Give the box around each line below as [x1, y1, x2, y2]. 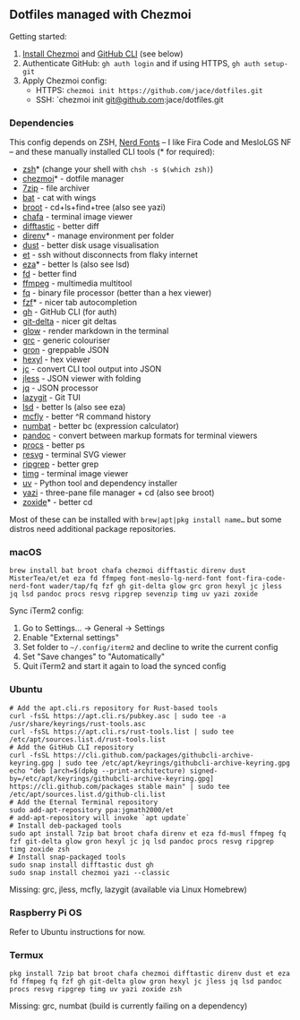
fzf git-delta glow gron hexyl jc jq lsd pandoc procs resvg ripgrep [9, 836, 275, 845]
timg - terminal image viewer [21, 468, 129, 479]
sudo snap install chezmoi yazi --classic [9, 868, 170, 877]
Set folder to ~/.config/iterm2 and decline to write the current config [21, 642, 279, 653]
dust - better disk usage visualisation [21, 240, 159, 251]
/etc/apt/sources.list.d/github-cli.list [9, 790, 167, 799]
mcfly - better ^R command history [21, 411, 151, 422]
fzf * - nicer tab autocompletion [21, 297, 137, 308]
